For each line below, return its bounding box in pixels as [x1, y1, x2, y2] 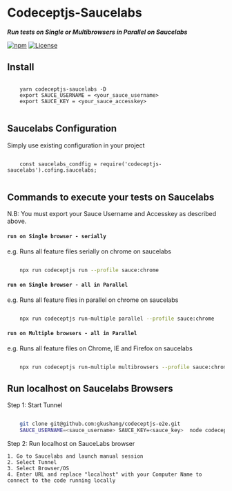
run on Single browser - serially [7, 233, 107, 240]
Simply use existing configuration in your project [7, 141, 145, 150]
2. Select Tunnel [7, 459, 57, 466]
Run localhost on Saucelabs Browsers [7, 383, 173, 394]
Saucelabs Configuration [7, 123, 117, 134]
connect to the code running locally [7, 477, 116, 484]
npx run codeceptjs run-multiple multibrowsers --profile [19, 364, 190, 371]
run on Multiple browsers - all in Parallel [7, 330, 137, 337]
